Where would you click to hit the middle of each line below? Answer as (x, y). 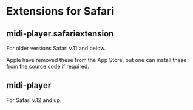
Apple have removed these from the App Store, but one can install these (96, 60)
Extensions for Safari (60, 11)
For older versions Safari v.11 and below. (56, 48)
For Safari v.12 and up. (34, 100)
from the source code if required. (48, 66)
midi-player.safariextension (60, 34)
